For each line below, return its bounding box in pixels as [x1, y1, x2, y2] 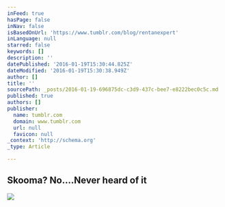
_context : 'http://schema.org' [7, 137, 96, 144]
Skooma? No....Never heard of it [7, 175, 147, 187]
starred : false [7, 42, 51, 49]
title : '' [7, 80, 36, 87]
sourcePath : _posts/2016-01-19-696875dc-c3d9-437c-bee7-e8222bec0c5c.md [7, 86, 219, 93]
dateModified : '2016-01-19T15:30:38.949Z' [7, 67, 130, 74]
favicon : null [13, 130, 53, 137]
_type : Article [7, 143, 51, 150]
